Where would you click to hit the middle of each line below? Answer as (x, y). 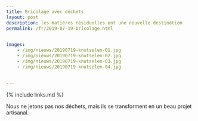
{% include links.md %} (35, 95)
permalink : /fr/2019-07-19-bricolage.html (60, 28)
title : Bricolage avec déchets (45, 12)
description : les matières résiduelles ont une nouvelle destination (95, 23)
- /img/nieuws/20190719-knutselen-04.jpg (69, 67)
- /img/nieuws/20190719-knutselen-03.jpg (69, 61)
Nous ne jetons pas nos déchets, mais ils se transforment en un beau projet (99, 106)
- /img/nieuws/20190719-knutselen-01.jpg (69, 50)
